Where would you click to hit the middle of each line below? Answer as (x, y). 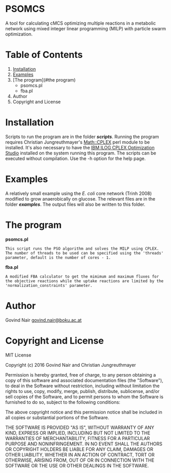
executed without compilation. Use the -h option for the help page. (76, 158)
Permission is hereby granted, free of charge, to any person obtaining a (81, 375)
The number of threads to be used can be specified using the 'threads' (84, 253)
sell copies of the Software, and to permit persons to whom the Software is (84, 397)
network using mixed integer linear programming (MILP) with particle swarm (86, 28)
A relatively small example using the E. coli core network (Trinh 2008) (79, 193)
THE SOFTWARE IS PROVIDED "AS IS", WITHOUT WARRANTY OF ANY (80, 427)
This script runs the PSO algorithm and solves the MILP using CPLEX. (82, 249)
